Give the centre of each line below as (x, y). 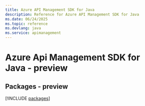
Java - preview (37, 68)
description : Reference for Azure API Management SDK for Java (72, 14)
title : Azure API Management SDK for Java (50, 10)
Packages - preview (37, 86)
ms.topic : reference (27, 24)
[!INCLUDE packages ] (28, 98)
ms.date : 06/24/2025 (27, 19)
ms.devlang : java (23, 28)
